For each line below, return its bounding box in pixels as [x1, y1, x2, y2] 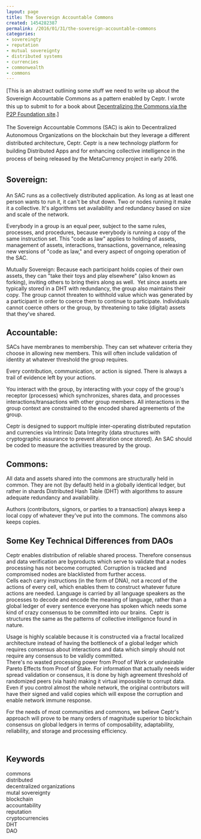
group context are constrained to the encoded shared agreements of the [6, 405, 185, 412]
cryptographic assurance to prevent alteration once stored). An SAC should [6, 435, 193, 443]
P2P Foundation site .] [6, 111, 59, 118]
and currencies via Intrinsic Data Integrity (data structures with [6, 429, 160, 436]
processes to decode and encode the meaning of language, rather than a [6, 596, 187, 603]
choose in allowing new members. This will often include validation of [6, 349, 178, 357]
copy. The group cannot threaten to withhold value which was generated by [6, 291, 193, 298]
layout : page [6, 8, 39, 15]
